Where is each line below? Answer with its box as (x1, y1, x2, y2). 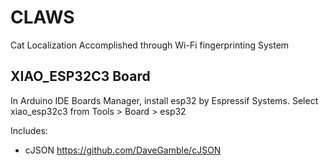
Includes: (10, 124, 48, 136)
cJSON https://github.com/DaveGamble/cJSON (24, 144, 222, 156)
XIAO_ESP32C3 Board (10, 68, 151, 85)
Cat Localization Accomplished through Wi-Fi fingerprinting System (10, 39, 290, 51)
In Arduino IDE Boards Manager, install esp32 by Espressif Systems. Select (10, 94, 319, 106)
